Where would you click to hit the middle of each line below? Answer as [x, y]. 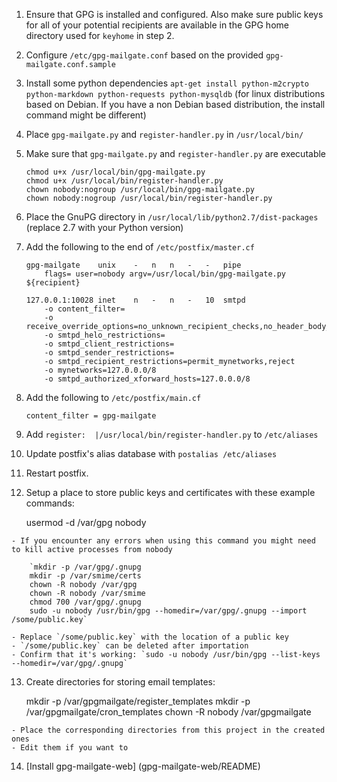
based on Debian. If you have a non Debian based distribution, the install [175, 104]
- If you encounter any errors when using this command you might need [163, 541]
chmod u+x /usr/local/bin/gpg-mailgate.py [115, 172]
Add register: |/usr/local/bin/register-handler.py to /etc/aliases [172, 434]
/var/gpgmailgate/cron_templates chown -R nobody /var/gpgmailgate [168, 712]
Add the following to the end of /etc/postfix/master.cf [140, 247]
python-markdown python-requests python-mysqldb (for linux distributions [175, 93]
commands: [50, 503]
